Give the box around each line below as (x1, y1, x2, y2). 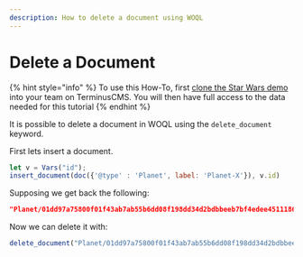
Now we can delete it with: (9, 222, 108, 233)
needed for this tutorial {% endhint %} (9, 101, 151, 112)
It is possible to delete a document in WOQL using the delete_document (9, 118, 272, 129)
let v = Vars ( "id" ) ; (9, 163, 87, 172)
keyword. (9, 128, 44, 139)
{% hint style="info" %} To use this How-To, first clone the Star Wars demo (9, 82, 289, 93)
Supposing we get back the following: (9, 188, 150, 198)
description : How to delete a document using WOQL (9, 13, 204, 23)
